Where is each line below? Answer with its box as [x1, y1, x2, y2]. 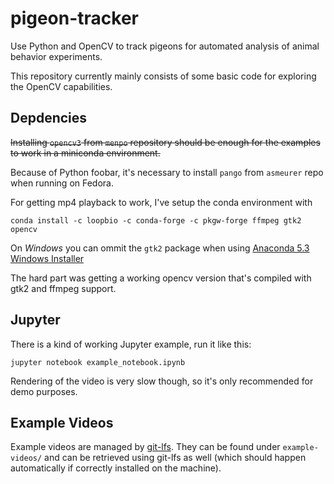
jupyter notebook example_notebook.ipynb [10, 357, 186, 367]
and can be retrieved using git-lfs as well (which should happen [44, 452, 307, 464]
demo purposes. [10, 385, 78, 397]
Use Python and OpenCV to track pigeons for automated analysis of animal [10, 40, 320, 52]
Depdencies [10, 110, 88, 127]
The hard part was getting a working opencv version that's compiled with [10, 272, 312, 284]
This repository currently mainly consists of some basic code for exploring [10, 70, 317, 82]
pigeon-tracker [10, 7, 140, 30]
